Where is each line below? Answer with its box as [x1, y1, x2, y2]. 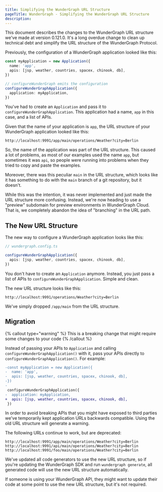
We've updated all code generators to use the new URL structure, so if [5, 456, 146, 462]
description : [5, 16, 32, 21]
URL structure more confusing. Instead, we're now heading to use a [5, 197, 141, 203]
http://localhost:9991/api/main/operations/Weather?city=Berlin [5, 444, 139, 449]
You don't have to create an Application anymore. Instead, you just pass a [5, 271, 155, 277]
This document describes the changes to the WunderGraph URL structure [5, 30, 154, 36]
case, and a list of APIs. [5, 114, 52, 120]
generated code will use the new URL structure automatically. [5, 467, 129, 473]
